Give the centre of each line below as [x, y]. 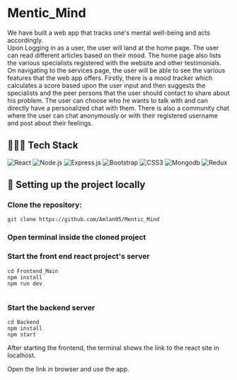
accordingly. [25, 40]
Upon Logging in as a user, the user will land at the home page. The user [113, 47]
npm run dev [25, 284]
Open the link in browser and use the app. [68, 369]
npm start [22, 335]
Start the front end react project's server [79, 257]
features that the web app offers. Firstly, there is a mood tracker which [110, 78]
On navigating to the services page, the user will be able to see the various [116, 70]
